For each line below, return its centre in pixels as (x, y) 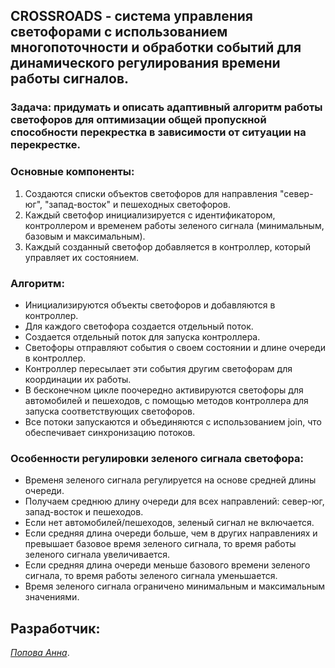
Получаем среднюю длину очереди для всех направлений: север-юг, (174, 501)
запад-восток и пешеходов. (84, 512)
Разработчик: (55, 628)
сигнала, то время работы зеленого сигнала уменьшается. (151, 576)
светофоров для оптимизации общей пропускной (138, 120)
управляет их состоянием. (81, 257)
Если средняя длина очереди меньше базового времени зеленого (167, 565)
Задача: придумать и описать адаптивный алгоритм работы (166, 107)
